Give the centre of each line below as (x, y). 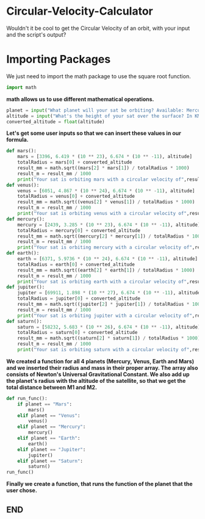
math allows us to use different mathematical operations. (80, 99)
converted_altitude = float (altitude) (56, 122)
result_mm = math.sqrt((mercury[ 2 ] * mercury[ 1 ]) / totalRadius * (103, 236)
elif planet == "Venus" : (49, 416)
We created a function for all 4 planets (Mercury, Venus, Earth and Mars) (100, 361)
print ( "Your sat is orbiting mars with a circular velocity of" (101, 179)
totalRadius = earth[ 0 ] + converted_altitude (76, 264)
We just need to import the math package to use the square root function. (99, 76)
